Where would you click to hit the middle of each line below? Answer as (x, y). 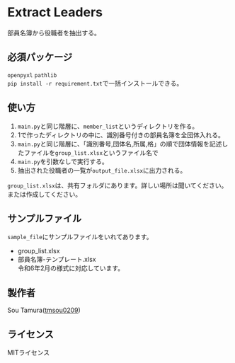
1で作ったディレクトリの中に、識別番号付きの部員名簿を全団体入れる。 (121, 134)
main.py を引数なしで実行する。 (63, 161)
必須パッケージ (40, 57)
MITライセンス (29, 352)
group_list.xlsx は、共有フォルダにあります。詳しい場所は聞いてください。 (117, 185)
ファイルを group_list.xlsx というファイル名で (91, 152)
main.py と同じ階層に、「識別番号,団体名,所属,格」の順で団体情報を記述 (120, 144)
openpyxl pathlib (32, 75)
